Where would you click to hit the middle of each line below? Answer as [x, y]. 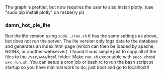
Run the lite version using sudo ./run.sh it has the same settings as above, [81, 36]
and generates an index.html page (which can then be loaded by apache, [80, 46]
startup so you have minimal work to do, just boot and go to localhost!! [77, 67]
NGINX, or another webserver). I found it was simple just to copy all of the [81, 52]
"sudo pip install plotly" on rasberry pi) [45, 12]
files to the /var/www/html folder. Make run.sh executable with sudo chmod [80, 57]
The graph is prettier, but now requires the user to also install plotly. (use [80, 7]
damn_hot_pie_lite [28, 25]
